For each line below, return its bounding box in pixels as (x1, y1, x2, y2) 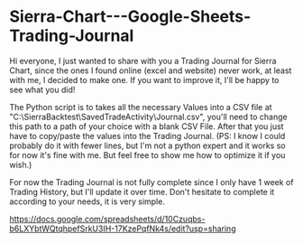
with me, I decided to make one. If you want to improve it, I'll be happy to (9, 74, 280, 85)
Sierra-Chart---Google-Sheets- (9, 6, 252, 27)
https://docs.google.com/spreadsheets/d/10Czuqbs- (9, 213, 206, 224)
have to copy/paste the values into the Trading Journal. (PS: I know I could (9, 130, 286, 141)
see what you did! (9, 84, 76, 95)
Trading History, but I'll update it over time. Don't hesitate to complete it (9, 186, 275, 197)
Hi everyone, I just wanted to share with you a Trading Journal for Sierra (9, 55, 277, 66)
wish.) (9, 159, 32, 170)
